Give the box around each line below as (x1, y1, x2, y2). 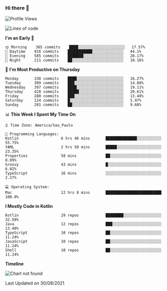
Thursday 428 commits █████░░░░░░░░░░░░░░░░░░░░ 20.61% (5, 89, 144, 94)
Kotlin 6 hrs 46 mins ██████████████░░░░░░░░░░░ (5, 136, 162, 141)
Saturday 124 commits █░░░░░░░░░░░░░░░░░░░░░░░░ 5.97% (5, 98, 142, 103)
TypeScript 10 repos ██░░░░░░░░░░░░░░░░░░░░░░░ (5, 230, 162, 236)
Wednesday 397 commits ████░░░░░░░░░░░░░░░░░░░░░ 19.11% (5, 85, 144, 90)
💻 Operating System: (5, 184, 50, 190)
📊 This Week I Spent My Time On (5, 112, 76, 118)
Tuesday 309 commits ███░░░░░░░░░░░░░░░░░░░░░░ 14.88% (5, 81, 144, 86)
